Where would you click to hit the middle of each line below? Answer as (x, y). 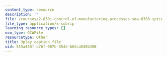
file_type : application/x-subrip (40, 24)
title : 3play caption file (33, 42)
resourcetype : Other (27, 38)
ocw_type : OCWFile (24, 33)
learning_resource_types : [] (35, 28)
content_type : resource (30, 10)
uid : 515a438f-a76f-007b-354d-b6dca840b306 (51, 47)
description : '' (22, 14)
